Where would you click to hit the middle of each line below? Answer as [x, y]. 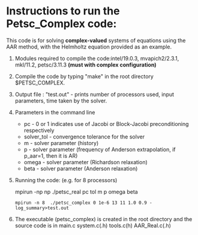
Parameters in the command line [55, 112]
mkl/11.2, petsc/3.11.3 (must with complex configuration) [86, 65]
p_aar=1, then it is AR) [51, 156]
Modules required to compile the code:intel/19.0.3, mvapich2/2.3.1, [97, 58]
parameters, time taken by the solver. [61, 101]
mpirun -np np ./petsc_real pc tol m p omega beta [76, 192]
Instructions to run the [63, 11]
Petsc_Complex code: [61, 24]
